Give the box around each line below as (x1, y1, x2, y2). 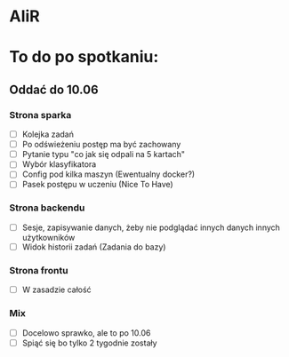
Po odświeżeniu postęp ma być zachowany (21, 139, 181, 150)
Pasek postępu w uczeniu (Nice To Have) (21, 179, 173, 190)
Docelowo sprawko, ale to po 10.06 (21, 327, 151, 338)
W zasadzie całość (21, 284, 92, 295)
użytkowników (21, 232, 76, 242)
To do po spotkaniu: (9, 47, 159, 67)
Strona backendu (9, 202, 85, 214)
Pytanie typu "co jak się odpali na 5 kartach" (21, 149, 185, 160)
